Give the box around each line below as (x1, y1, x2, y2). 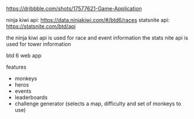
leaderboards (14, 94, 48, 101)
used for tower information (6, 41, 71, 47)
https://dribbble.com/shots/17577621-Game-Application (6, 5, 142, 12)
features (6, 63, 27, 70)
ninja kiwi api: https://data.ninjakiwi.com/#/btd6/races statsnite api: (6, 17, 170, 23)
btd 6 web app (6, 52, 42, 59)
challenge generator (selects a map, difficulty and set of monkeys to (14, 100, 182, 107)
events (14, 88, 31, 94)
